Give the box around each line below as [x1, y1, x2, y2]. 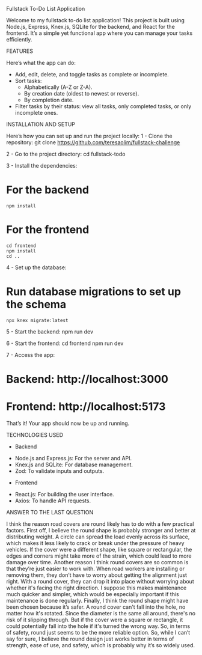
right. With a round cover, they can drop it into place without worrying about [6, 577, 194, 585]
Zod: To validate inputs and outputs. [14, 467, 105, 474]
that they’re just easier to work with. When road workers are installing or [6, 565, 185, 572]
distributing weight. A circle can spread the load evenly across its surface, [6, 533, 190, 540]
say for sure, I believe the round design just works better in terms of [6, 635, 174, 642]
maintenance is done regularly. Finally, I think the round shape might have [6, 597, 189, 604]
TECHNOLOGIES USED [6, 431, 64, 438]
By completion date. [23, 96, 74, 103]
